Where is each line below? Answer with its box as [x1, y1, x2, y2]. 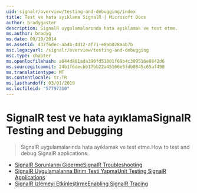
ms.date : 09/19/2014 [6, 36, 57, 42]
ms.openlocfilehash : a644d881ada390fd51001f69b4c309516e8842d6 [6, 58, 165, 64]
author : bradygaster [6, 20, 57, 25]
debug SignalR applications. [20, 149, 89, 157]
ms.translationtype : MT [6, 69, 65, 75]
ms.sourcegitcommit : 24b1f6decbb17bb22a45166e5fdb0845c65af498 [6, 63, 165, 70]
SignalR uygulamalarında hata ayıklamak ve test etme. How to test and [20, 143, 190, 150]
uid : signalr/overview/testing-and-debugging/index [6, 8, 136, 15]
